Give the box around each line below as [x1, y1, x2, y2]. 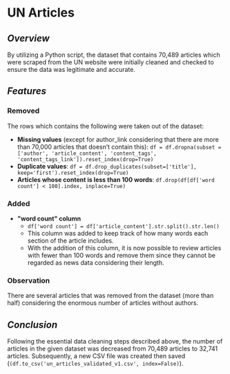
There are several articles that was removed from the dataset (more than [7, 292, 214, 300]
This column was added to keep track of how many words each [27, 229, 209, 237]
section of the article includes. [27, 236, 114, 245]
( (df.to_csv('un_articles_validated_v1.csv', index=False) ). [7, 359, 184, 368]
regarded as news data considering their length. [27, 258, 164, 267]
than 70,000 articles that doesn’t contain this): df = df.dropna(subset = [17, 142, 222, 151]
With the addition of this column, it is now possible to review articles [27, 243, 222, 252]
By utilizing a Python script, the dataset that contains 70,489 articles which [7, 50, 221, 59]
